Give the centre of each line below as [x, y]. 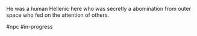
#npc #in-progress [30, 27]
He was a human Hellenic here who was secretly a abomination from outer [99, 9]
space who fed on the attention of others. [58, 15]
